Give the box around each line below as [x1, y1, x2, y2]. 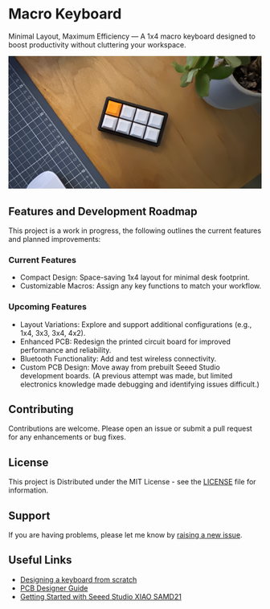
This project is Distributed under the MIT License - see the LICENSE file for [8, 477, 256, 487]
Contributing [8, 403, 74, 416]
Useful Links [8, 554, 72, 567]
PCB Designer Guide [19, 583, 88, 593]
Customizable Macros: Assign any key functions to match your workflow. [19, 281, 262, 291]
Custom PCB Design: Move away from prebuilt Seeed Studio [19, 362, 221, 372]
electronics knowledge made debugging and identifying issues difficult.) [19, 379, 260, 389]
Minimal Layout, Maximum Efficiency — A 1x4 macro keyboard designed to [8, 31, 256, 41]
